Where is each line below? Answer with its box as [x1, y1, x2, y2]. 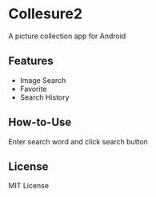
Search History [19, 93, 70, 102]
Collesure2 [8, 5, 82, 23]
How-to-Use [8, 116, 72, 129]
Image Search [19, 75, 66, 85]
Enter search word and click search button [8, 136, 148, 146]
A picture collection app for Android [8, 31, 126, 41]
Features [8, 54, 54, 68]
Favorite [19, 84, 47, 93]
